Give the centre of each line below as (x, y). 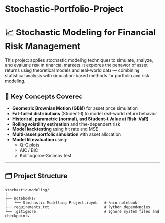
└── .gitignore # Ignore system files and (82, 211)
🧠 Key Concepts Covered (44, 96)
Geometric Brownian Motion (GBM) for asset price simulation (75, 108)
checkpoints (17, 216)
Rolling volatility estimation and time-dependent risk (66, 124)
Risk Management (43, 47)
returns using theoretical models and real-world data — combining (72, 70)
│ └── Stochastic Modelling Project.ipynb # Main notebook (71, 203)
